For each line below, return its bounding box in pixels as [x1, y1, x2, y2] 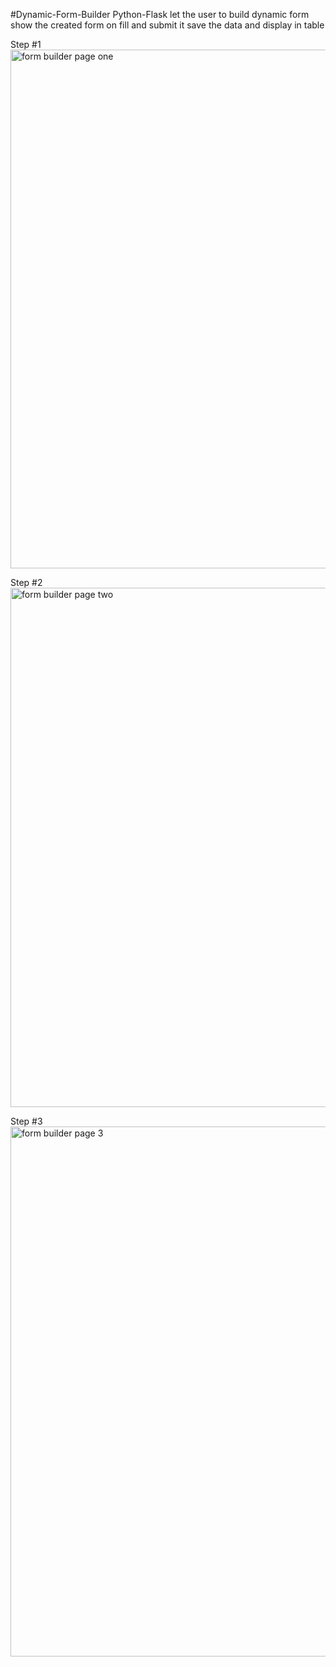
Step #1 [10, 39, 42, 50]
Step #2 [10, 577, 43, 588]
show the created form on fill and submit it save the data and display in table [10, 19, 325, 31]
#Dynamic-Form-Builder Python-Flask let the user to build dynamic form [10, 9, 310, 20]
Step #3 [10, 1115, 43, 1127]
